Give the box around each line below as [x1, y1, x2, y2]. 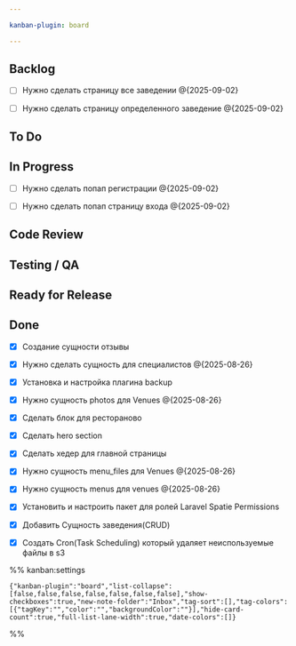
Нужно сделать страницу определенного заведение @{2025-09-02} [21, 103, 284, 114]
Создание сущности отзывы [21, 341, 130, 352]
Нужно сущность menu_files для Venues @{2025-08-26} [21, 466, 236, 476]
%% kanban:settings [9, 564, 86, 575]
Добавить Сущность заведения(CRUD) [21, 519, 171, 530]
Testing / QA [9, 257, 80, 272]
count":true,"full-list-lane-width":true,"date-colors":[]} [9, 612, 237, 622]
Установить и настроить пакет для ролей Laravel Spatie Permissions [21, 501, 280, 512]
